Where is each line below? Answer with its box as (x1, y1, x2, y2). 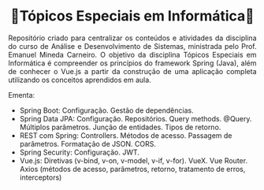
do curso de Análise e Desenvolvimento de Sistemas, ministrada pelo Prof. (8, 41, 257, 50)
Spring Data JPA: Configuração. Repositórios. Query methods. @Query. (19, 114, 252, 123)
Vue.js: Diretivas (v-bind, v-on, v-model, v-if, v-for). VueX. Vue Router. (19, 155, 248, 165)
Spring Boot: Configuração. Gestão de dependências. (19, 106, 195, 115)
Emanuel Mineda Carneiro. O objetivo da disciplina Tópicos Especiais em (8, 50, 257, 59)
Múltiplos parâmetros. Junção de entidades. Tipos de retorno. (19, 122, 221, 132)
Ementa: (8, 90, 35, 99)
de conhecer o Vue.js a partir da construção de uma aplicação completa (8, 66, 257, 76)
